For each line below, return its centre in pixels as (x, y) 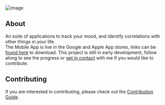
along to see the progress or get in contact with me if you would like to (80, 58)
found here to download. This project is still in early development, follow (81, 52)
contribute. (17, 63)
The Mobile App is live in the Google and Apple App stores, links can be (81, 47)
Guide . (12, 97)
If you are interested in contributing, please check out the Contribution (79, 91)
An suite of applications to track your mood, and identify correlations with (82, 36)
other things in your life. (30, 41)
